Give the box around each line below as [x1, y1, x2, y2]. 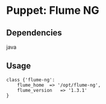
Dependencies [6, 28, 62, 38]
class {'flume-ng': [6, 76, 55, 83]
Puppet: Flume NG [6, 4, 99, 17]
